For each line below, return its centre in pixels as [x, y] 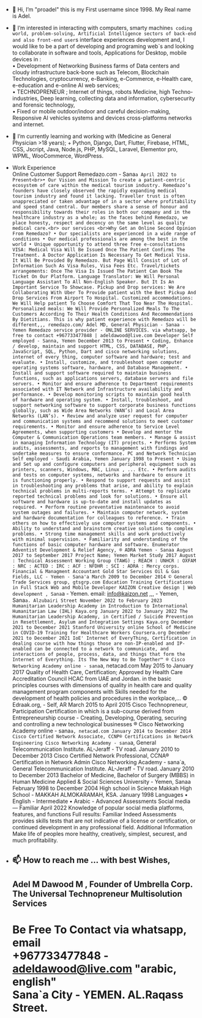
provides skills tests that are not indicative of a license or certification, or [104, 821]
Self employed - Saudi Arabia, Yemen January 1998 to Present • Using [104, 459]
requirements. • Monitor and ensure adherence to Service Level [96, 427]
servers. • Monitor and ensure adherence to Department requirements [103, 384]
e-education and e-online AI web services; [66, 85]
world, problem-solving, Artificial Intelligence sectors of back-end [104, 34]
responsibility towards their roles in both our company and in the [101, 212]
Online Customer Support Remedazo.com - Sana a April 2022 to [94, 174]
